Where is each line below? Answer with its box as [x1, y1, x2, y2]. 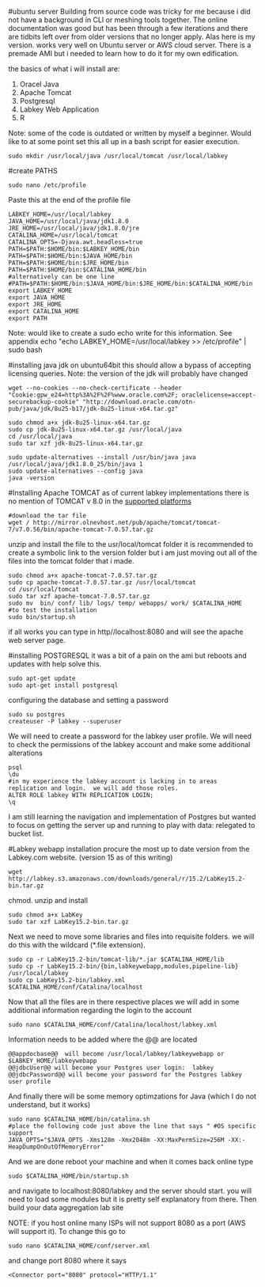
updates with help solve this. [8, 659, 101, 668]
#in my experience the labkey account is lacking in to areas [8, 777, 218, 785]
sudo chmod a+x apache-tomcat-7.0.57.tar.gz [8, 571, 157, 579]
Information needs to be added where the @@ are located [8, 1035, 198, 1044]
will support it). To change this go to [8, 1227, 126, 1236]
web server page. [8, 636, 66, 644]
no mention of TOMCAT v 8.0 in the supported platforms [8, 496, 192, 506]
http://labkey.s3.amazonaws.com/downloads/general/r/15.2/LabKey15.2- [8, 875, 246, 883]
